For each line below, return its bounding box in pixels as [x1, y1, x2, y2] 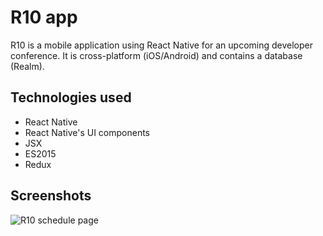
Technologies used [10, 89, 132, 106]
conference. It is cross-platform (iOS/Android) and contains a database [10, 49, 303, 61]
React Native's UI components [24, 126, 151, 138]
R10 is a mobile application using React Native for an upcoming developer [10, 39, 314, 51]
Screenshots [10, 187, 92, 205]
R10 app [10, 6, 78, 29]
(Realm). [10, 60, 45, 72]
